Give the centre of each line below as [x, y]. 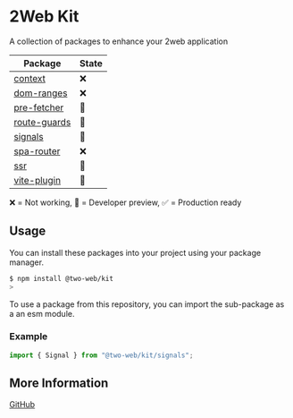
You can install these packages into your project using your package [135, 252]
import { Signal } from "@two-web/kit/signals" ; [101, 355]
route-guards [42, 122]
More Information [59, 384]
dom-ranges [41, 93]
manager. [27, 262]
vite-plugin [37, 180]
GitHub [22, 405]
